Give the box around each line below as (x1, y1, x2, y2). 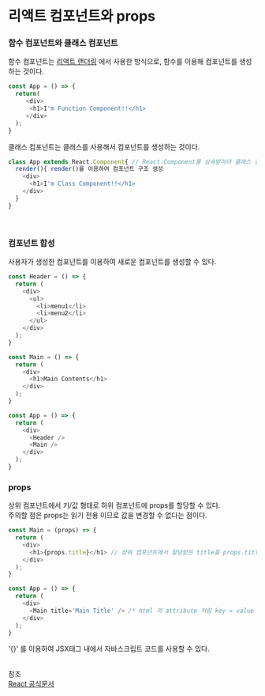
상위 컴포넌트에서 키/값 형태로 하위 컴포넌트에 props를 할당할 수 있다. (8, 501, 221, 510)
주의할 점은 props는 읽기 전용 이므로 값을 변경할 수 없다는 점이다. (8, 511, 207, 520)
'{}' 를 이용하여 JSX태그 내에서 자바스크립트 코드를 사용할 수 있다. (8, 644, 211, 653)
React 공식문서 (8, 679, 55, 689)
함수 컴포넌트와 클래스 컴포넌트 (8, 37, 118, 48)
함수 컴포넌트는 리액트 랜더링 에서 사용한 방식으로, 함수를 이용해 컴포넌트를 (8, 57, 238, 66)
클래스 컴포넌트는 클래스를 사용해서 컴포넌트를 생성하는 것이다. (8, 142, 200, 151)
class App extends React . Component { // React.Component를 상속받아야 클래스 (8, 157, 252, 166)
